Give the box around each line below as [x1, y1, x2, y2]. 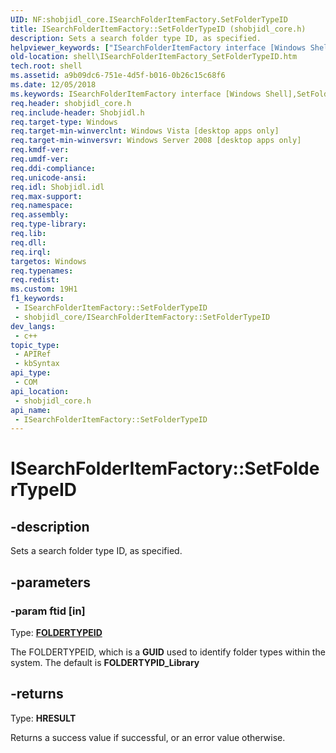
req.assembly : [10, 210, 70, 220]
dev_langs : [10, 321, 56, 331]
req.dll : [10, 237, 47, 248]
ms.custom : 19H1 [10, 284, 78, 295]
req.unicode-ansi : [10, 172, 87, 183]
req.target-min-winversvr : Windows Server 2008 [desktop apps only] [10, 136, 302, 146]
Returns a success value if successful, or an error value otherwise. [10, 731, 286, 743]
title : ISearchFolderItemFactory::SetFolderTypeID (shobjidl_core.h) [10, 24, 307, 34]
